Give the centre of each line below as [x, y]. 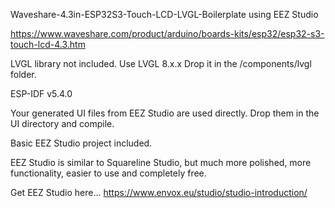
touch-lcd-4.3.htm [48, 44]
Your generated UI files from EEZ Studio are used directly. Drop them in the [165, 113]
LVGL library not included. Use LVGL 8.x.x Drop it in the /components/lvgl [161, 63]
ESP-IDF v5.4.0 [41, 93]
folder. [23, 74]
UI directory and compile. [62, 123]
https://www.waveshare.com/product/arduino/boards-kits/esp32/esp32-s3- [167, 33]
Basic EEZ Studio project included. [81, 143]
